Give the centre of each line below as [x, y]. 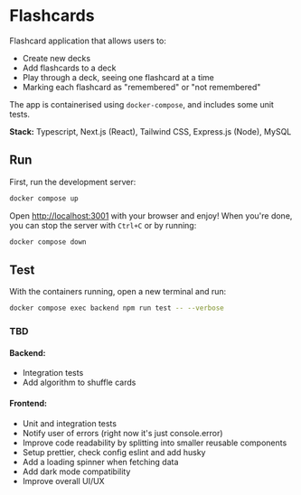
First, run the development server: [73, 182]
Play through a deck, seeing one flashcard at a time [118, 77]
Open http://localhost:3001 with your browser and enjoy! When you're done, [151, 215]
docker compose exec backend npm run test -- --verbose [117, 308]
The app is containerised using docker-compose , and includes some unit [141, 104]
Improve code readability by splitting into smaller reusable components [155, 443]
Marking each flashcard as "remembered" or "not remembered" [141, 87]
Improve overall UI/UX [64, 481]
